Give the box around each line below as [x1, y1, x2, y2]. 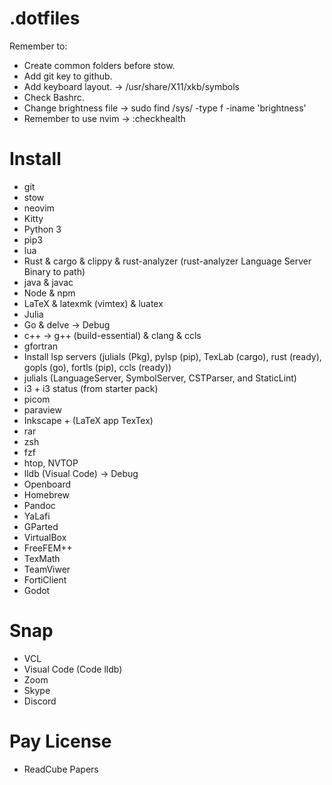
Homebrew [23, 488, 70, 501]
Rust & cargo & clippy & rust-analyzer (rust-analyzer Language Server [23, 255, 312, 267]
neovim [23, 202, 55, 214]
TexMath [23, 552, 61, 564]
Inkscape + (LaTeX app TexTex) [23, 414, 154, 426]
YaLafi [23, 510, 51, 522]
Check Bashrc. [23, 91, 85, 103]
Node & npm [23, 287, 76, 299]
